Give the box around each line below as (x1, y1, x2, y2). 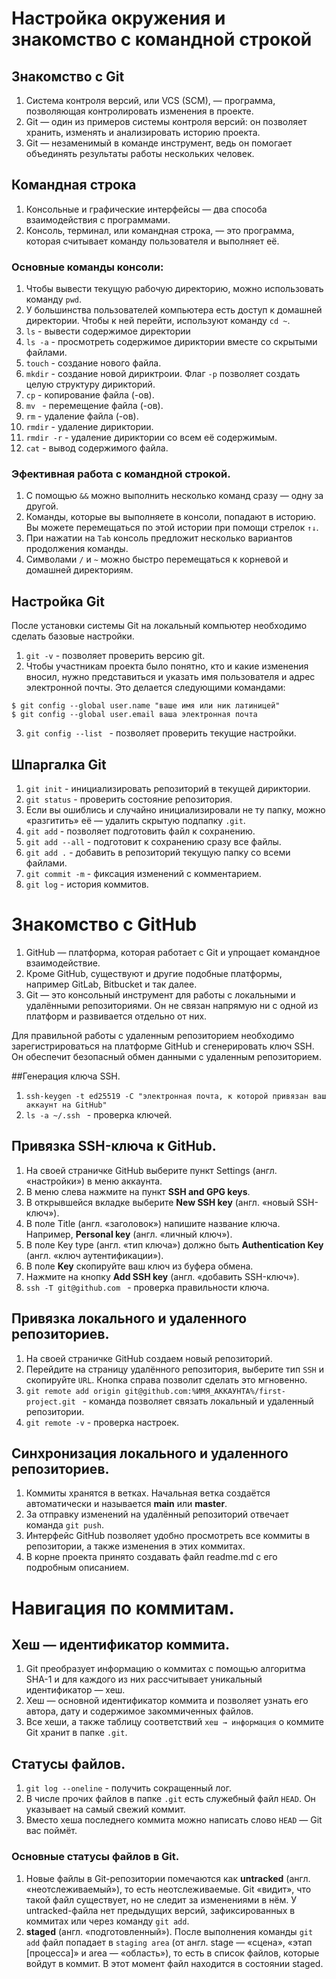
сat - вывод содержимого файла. (25, 442, 169, 454)
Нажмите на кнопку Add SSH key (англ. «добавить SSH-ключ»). (25, 1270, 300, 1282)
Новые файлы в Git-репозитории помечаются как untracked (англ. (25, 1872, 311, 1884)
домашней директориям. (25, 564, 134, 576)
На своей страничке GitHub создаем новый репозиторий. (25, 1352, 273, 1364)
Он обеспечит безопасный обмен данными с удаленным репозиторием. (11, 1050, 322, 1062)
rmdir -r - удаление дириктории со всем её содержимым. (25, 432, 278, 444)
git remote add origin (25, 1386, 121, 1396)
